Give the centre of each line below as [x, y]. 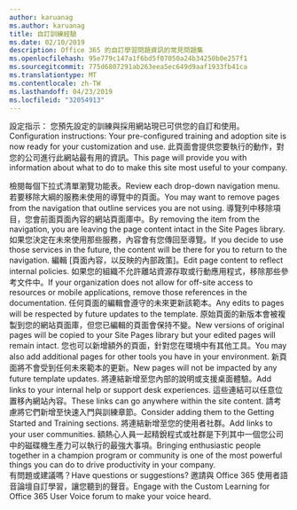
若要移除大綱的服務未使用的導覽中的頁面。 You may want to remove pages [145, 197]
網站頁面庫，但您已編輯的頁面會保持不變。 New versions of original [162, 326]
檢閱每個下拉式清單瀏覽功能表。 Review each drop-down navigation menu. [145, 186]
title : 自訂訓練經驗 [43, 34]
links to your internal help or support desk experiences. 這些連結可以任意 [142, 390]
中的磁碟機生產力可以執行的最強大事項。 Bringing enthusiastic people [135, 445]
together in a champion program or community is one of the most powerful [146, 455]
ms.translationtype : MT [53, 75]
